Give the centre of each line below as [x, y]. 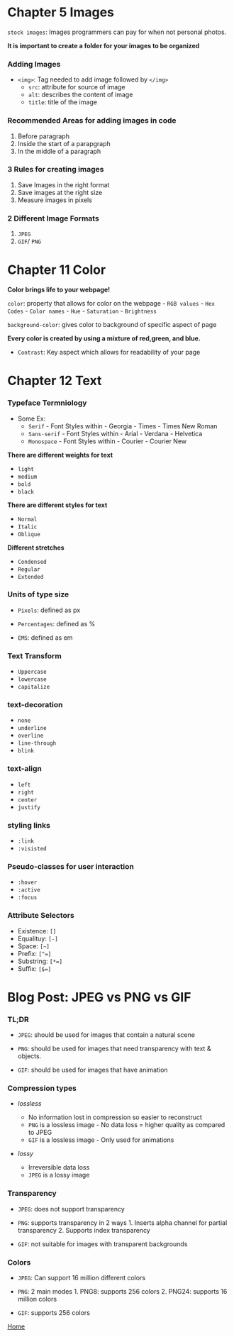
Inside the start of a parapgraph [64, 143]
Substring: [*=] [40, 961]
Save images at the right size [60, 192]
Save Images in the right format [63, 184]
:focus [27, 898]
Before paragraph [43, 136]
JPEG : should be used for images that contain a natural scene [106, 1035]
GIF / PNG [29, 241]
